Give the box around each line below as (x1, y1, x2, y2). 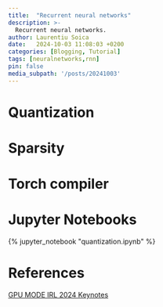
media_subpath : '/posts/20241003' (8, 70, 121, 78)
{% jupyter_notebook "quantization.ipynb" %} (8, 237, 156, 247)
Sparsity (8, 139, 65, 157)
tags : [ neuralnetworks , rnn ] (8, 56, 100, 63)
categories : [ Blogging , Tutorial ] (8, 48, 121, 56)
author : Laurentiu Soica (8, 33, 89, 42)
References (8, 264, 85, 282)
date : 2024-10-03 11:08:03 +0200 (8, 41, 125, 49)
